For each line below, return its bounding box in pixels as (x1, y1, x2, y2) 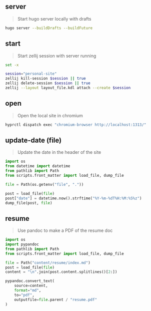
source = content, (14, 283, 48, 288)
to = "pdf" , (14, 292, 35, 297)
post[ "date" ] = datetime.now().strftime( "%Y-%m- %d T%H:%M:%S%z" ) (5, 196, 142, 201)
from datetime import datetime (5, 164, 70, 169)
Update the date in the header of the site (17, 149, 101, 155)
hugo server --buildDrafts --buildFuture (5, 26, 93, 31)
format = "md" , (14, 288, 41, 293)
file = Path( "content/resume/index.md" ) (5, 260, 91, 265)
